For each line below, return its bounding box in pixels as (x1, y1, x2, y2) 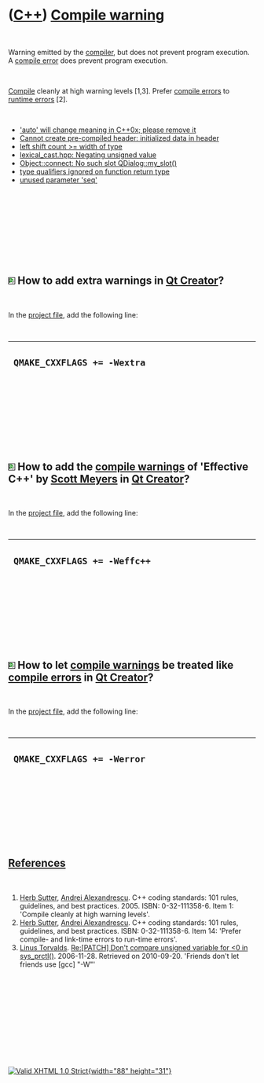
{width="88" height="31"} (87, 1066, 172, 1075)
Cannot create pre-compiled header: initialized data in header (19, 133, 220, 142)
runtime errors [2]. (8, 94, 68, 104)
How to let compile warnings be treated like (16, 658, 234, 672)
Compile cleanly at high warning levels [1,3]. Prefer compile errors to (8, 86, 230, 95)
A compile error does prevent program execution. (8, 56, 168, 65)
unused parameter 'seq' (19, 174, 98, 185)
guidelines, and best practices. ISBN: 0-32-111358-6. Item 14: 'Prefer (19, 926, 242, 935)
